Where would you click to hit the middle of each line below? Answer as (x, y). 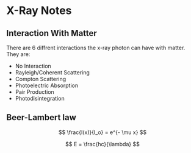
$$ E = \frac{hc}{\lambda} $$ (103, 144)
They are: (18, 54)
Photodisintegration (40, 98)
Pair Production (35, 92)
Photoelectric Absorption (46, 85)
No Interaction (33, 66)
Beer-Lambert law (41, 117)
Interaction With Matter (52, 33)
